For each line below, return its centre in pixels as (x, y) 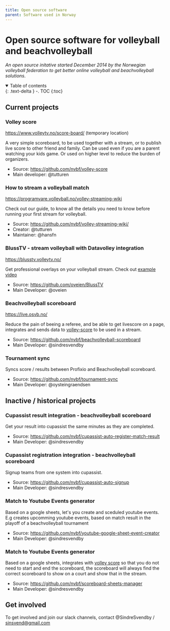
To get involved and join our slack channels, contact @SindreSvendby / (80, 617)
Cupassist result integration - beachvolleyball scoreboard (78, 415)
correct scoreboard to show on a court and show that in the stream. (76, 573)
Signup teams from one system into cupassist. (54, 473)
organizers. (17, 159)
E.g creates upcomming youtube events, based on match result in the (78, 518)
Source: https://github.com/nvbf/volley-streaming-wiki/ (70, 224)
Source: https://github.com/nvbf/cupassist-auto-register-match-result (86, 436)
